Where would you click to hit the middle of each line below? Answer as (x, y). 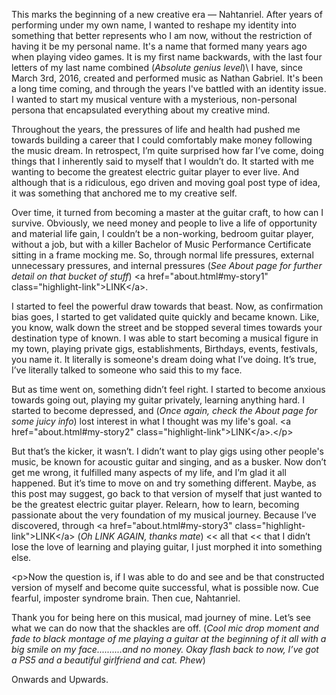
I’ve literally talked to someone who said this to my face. (127, 370)
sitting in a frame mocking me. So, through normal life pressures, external (162, 255)
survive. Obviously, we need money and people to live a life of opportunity (164, 223)
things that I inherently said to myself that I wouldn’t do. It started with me (162, 161)
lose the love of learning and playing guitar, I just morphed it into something (167, 547)
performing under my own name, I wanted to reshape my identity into (154, 25)
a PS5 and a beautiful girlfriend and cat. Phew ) (108, 660)
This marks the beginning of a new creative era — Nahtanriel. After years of (167, 14)
